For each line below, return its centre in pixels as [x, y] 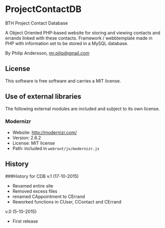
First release [25, 221]
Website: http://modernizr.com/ [45, 132]
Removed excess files [35, 191]
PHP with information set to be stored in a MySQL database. [67, 43]
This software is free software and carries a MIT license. [63, 80]
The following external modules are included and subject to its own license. [82, 108]
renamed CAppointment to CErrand [49, 196]
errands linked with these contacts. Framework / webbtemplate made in [79, 38]
